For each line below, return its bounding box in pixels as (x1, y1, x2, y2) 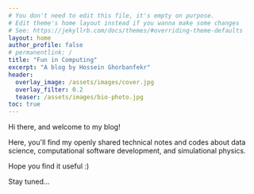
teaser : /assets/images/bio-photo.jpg (15, 93, 144, 101)
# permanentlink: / (8, 48, 73, 56)
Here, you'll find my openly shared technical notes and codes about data (8, 138, 246, 147)
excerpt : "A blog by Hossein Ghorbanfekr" (8, 64, 151, 72)
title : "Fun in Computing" (8, 56, 98, 64)
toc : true (8, 100, 41, 108)
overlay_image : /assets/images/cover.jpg (15, 78, 155, 86)
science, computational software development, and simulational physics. (8, 146, 246, 156)
